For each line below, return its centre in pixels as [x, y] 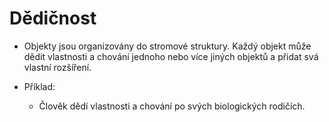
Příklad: [39, 86]
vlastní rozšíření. [57, 67]
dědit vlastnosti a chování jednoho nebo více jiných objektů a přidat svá [171, 56]
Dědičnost [53, 18]
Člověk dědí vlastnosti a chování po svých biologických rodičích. [172, 106]
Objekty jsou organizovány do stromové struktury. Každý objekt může [167, 46]
